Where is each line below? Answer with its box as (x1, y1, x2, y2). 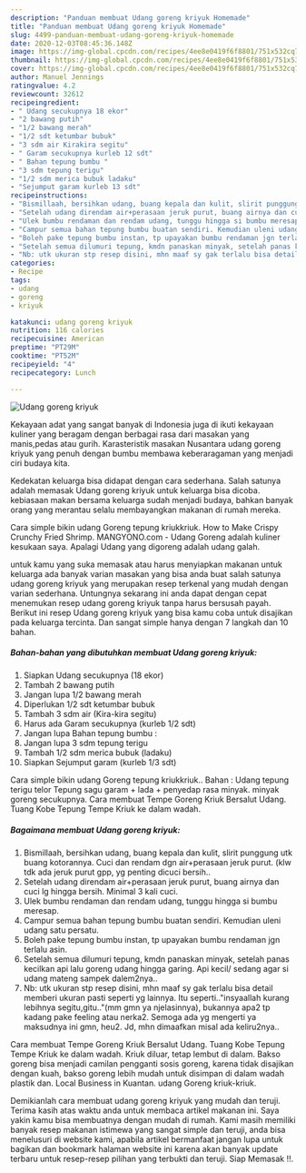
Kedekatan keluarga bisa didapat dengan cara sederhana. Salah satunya (10, 475, 281, 486)
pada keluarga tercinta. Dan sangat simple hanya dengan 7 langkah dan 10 (10, 616, 289, 628)
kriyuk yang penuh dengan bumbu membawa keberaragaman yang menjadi (10, 448, 293, 459)
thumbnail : (10, 56, 52, 65)
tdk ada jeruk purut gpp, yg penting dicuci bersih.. (23, 866, 212, 878)
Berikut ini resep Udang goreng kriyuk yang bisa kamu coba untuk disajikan (10, 607, 293, 618)
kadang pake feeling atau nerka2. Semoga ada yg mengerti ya (23, 1012, 257, 1023)
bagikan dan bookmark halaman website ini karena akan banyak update (10, 1144, 279, 1155)
